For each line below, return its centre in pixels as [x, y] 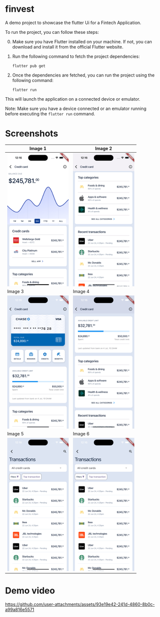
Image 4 [81, 291]
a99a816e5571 [20, 609]
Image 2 [104, 149]
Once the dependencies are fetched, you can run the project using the [83, 75]
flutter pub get [29, 66]
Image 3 [15, 291]
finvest [20, 9]
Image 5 [15, 434]
